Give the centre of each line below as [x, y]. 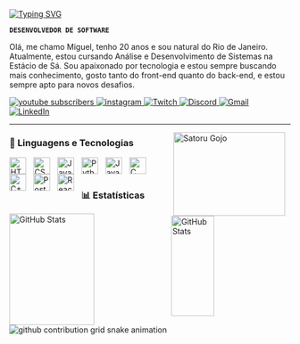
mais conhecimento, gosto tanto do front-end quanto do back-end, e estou [147, 75]
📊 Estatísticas [113, 195]
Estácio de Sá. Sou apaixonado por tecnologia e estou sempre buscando [143, 66]
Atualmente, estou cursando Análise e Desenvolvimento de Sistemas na [142, 56]
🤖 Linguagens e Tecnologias [71, 143]
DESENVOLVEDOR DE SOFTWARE [59, 30]
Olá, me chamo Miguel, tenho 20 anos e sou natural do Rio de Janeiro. [139, 47]
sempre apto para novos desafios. [72, 85]
